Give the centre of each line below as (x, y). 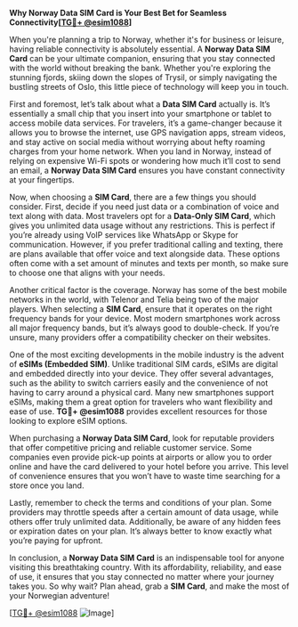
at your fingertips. (42, 180)
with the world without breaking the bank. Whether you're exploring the (140, 68)
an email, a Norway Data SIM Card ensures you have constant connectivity (147, 170)
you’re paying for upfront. (56, 541)
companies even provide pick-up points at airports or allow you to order (141, 457)
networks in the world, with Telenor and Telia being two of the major (134, 299)
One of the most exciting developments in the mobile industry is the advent (147, 354)
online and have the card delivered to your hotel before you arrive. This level (149, 466)
